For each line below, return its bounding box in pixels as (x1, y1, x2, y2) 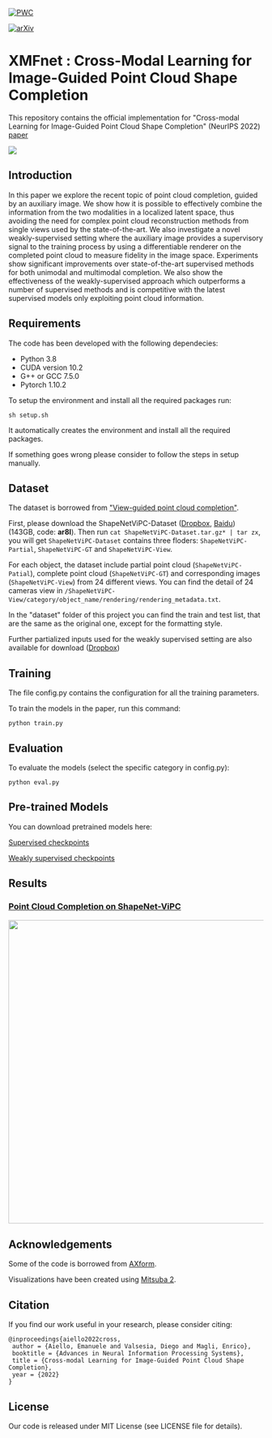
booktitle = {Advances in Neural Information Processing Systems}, (11, 1350, 244, 1358)
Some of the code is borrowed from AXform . (8, 1259, 157, 1269)
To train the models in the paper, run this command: (8, 704, 181, 714)
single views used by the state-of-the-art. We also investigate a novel (8, 224, 240, 234)
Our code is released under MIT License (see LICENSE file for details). (8, 1421, 243, 1431)
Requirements (8, 316, 81, 331)
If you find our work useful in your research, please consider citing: (8, 1320, 233, 1330)
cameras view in (8, 586, 63, 596)
